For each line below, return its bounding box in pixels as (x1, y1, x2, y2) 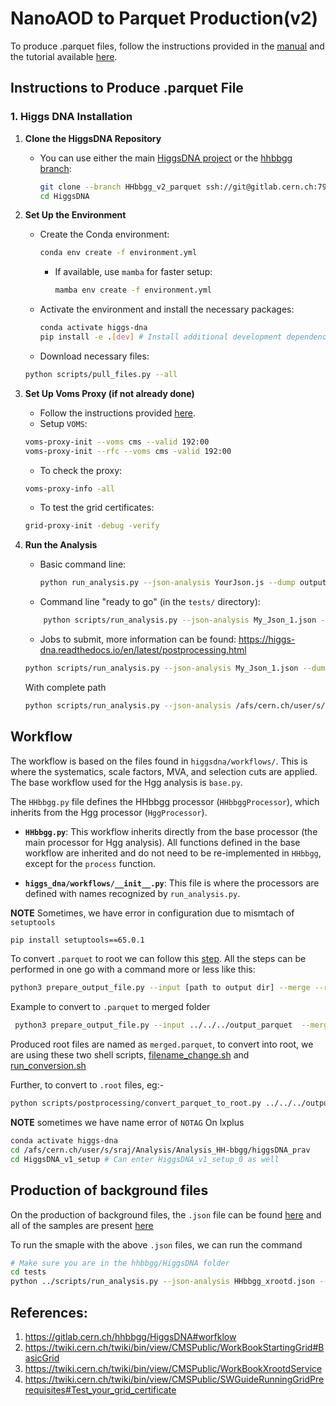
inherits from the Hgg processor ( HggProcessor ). (10, 806, 208, 818)
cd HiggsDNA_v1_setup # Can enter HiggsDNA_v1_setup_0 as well (10, 1154, 280, 1164)
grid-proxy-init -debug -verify (24, 521, 160, 531)
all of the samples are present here (10, 1219, 154, 1231)
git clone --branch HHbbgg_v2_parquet (39, 182, 202, 192)
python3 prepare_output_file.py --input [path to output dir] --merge (10, 983, 311, 993)
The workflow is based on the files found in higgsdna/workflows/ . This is (10, 755, 308, 767)
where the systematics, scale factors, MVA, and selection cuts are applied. (10, 765, 318, 777)
